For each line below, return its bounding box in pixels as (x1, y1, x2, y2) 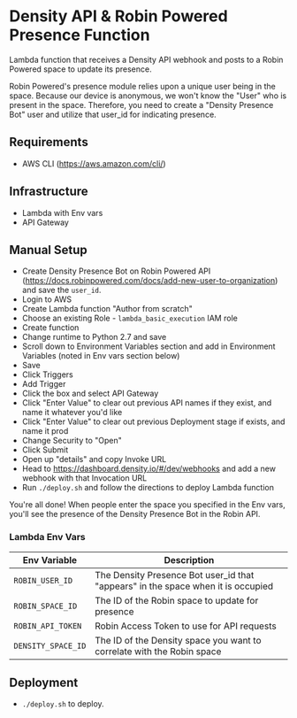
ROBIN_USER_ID (13, 575, 73, 585)
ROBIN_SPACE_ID (13, 600, 78, 611)
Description (164, 553, 215, 566)
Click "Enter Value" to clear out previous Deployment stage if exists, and (21, 416, 286, 427)
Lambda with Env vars (21, 207, 103, 218)
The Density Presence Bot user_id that (94, 568, 255, 581)
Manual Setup (9, 242, 88, 258)
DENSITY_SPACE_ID (13, 640, 87, 651)
